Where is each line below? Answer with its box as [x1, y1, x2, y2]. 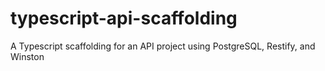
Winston [10, 50, 45, 62]
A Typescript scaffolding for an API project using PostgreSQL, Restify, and [10, 40, 316, 52]
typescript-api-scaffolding [10, 7, 238, 30]
